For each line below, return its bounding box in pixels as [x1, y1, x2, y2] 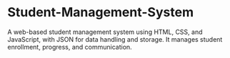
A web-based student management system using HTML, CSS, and [7, 28, 203, 36]
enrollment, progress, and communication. [7, 42, 132, 51]
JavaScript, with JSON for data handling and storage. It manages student [7, 35, 223, 43]
